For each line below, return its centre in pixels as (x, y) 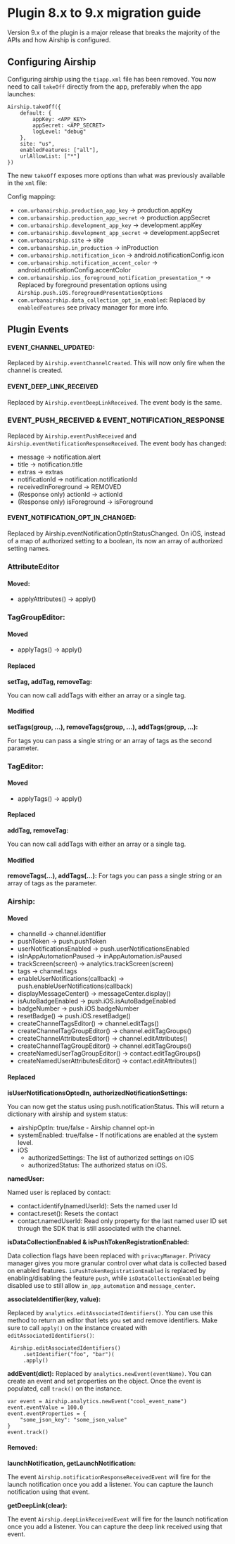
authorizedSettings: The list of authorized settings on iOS (111, 1157)
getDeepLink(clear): (38, 1505)
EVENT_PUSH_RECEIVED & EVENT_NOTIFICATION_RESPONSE (116, 420)
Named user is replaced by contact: (59, 1192)
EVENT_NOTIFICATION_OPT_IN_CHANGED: (72, 518)
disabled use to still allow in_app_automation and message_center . (101, 1285)
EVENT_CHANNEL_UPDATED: (51, 347)
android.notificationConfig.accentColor (74, 270)
